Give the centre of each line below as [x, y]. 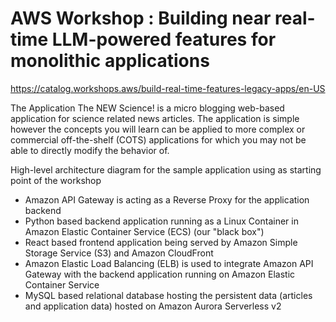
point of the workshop [56, 180]
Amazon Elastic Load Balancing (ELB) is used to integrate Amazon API [169, 263]
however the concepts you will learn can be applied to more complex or [158, 129]
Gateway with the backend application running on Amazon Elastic [160, 274]
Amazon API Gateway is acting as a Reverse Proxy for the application [167, 199]
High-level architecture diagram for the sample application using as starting [166, 169]
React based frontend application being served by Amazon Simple [161, 242]
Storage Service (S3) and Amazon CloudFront [119, 253]
